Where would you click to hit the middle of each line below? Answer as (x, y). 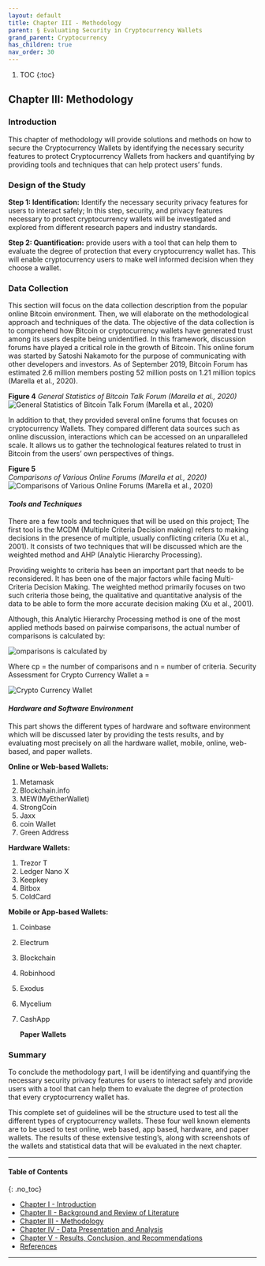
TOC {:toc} (37, 75)
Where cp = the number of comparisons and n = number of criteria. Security (132, 667)
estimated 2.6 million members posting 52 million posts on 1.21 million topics (132, 373)
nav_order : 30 (32, 52)
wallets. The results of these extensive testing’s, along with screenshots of (129, 1137)
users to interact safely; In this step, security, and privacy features (116, 210)
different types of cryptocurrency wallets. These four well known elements (129, 1121)
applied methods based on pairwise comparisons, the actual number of (124, 627)
